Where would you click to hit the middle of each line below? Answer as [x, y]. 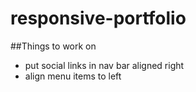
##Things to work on [53, 46]
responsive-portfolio [98, 18]
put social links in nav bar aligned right [104, 65]
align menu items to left [73, 76]
